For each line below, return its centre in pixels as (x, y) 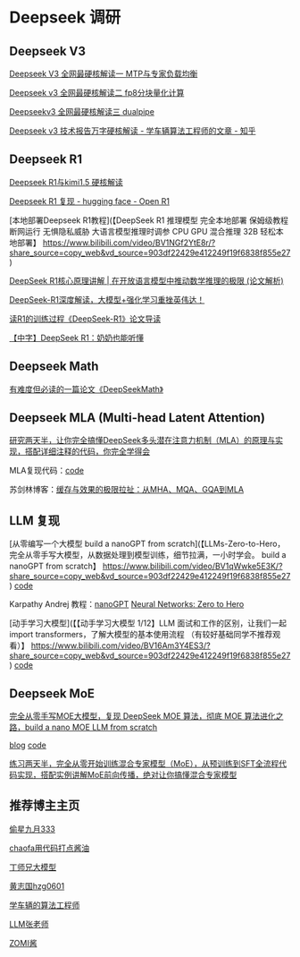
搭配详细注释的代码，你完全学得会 (87, 451)
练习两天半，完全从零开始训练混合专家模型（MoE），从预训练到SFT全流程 (144, 764)
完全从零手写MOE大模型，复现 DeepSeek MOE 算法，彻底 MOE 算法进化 (142, 716)
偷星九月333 (32, 829)
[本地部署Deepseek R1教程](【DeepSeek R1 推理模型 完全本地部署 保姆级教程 (149, 220)
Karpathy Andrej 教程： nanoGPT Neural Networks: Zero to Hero (127, 604)
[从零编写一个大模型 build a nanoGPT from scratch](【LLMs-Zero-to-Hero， (147, 544)
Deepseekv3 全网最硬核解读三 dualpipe (82, 111)
